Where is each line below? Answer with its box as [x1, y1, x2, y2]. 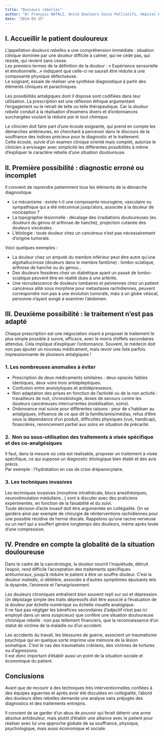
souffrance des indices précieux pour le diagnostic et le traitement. [5, 134, 140, 140]
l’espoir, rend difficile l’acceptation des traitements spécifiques [5, 566, 131, 572]
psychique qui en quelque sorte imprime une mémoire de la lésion [5, 637, 138, 643]
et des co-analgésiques [5, 440, 62, 446]
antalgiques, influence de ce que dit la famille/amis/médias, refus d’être [12, 411, 156, 417]
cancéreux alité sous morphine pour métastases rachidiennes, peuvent [12, 286, 155, 291]
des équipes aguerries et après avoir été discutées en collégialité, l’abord [5, 690, 152, 696]
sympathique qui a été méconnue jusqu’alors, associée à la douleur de [12, 204, 154, 210]
